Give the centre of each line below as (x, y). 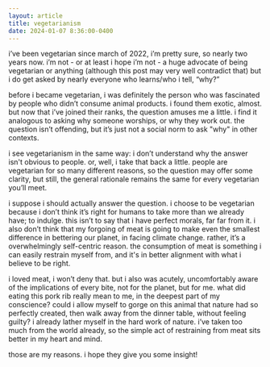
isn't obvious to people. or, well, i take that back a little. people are (118, 162)
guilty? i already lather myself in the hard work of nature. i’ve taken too (126, 322)
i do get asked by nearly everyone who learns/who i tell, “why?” (114, 79)
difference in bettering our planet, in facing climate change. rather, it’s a (127, 238)
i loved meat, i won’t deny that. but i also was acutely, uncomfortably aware (133, 279)
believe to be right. (39, 264)
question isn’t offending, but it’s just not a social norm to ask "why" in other (133, 129)
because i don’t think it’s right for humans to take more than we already (126, 212)
